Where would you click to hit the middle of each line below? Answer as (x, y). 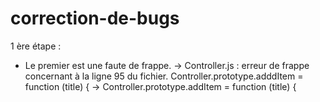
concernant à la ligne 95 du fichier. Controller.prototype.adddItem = (164, 76)
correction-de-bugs (95, 18)
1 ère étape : (36, 46)
